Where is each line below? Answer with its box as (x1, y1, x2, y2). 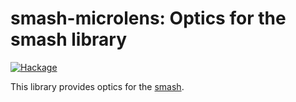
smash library (10, 28, 128, 51)
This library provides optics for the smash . (10, 80, 185, 92)
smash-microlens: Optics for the (10, 7, 287, 30)
